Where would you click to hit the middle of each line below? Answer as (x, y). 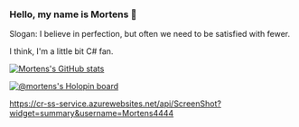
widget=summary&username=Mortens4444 (92, 113)
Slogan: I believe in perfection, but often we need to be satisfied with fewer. (150, 34)
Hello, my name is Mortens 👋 (73, 14)
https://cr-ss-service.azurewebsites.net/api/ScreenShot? (115, 104)
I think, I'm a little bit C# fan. (61, 51)
